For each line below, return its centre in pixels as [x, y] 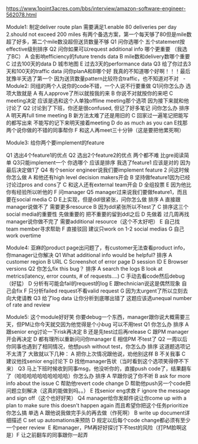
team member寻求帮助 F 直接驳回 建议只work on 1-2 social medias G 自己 [95, 229]
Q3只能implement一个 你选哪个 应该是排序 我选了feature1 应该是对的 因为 [102, 162]
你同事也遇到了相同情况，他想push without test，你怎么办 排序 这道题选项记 [98, 346]
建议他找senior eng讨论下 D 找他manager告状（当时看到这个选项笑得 [90, 361]
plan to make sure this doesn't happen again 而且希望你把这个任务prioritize [97, 405]
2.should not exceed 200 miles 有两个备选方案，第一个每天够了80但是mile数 [99, 34]
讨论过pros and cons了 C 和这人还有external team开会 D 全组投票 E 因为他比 [99, 185]
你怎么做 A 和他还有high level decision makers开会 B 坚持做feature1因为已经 [98, 177]
